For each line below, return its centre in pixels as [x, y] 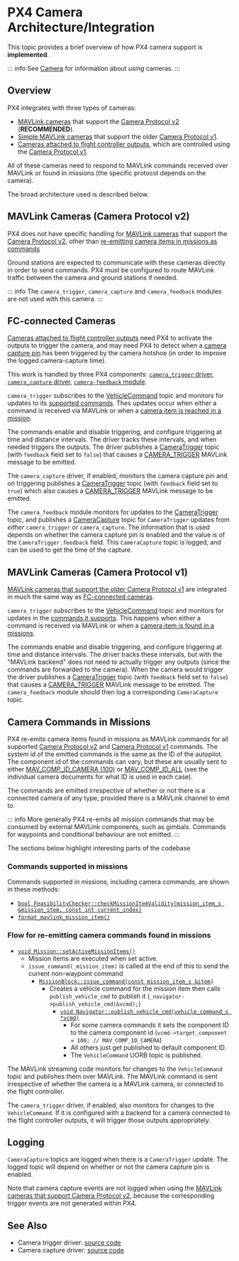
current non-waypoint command [76, 973]
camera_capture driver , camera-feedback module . [77, 382]
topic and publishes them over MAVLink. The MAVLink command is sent [112, 1076]
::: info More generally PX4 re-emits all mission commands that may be [111, 819]
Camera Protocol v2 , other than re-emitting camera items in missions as [112, 241]
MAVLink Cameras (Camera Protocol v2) [99, 217]
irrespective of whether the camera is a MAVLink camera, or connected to [115, 1084]
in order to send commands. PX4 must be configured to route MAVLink [111, 270]
